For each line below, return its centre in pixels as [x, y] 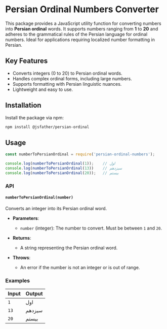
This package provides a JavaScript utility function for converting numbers [83, 23]
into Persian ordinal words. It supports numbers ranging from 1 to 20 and [82, 28]
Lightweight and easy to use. [43, 89]
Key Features [27, 61]
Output [34, 294]
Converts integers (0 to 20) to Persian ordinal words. [67, 73]
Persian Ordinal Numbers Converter [82, 9]
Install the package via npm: [35, 117]
